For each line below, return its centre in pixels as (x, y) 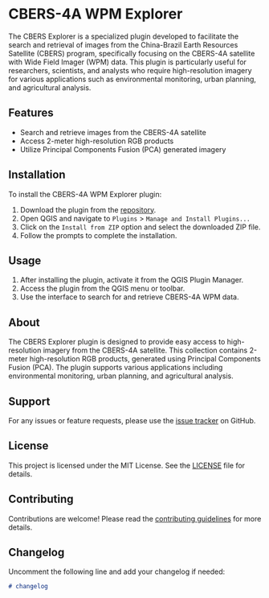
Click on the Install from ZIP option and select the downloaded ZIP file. (140, 227)
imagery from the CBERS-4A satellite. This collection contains (145, 350)
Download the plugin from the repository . (88, 209)
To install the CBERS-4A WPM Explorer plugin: (85, 194)
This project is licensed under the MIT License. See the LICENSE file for (127, 465)
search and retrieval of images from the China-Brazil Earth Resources (123, 44)
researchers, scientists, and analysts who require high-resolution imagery (130, 70)
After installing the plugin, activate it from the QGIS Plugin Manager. (132, 280)
